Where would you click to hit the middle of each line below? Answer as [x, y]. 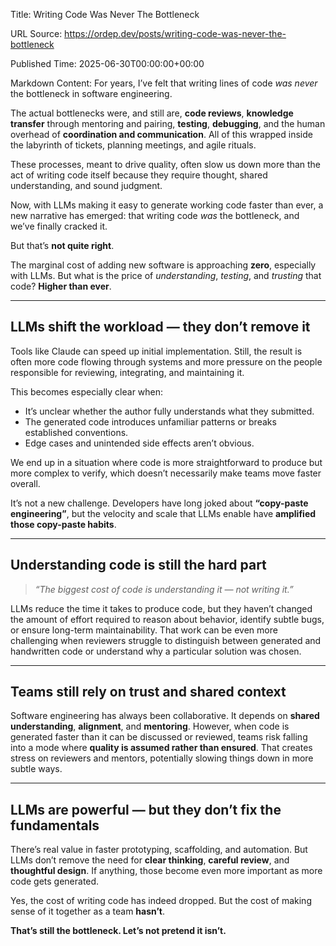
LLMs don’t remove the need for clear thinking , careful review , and [150, 860]
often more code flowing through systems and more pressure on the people [166, 361]
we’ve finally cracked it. [59, 226]
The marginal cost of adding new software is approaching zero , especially [163, 265]
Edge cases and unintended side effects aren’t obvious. [139, 443]
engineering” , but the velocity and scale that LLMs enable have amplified [163, 513]
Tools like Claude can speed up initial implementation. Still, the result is [156, 351]
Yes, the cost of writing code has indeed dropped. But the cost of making [161, 901]
